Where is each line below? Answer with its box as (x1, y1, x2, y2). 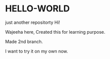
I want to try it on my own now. (5, 48, 68, 54)
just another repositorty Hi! (5, 19, 61, 25)
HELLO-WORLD (5, 3, 70, 14)
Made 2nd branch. (5, 38, 43, 45)
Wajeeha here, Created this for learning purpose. (5, 29, 106, 35)
